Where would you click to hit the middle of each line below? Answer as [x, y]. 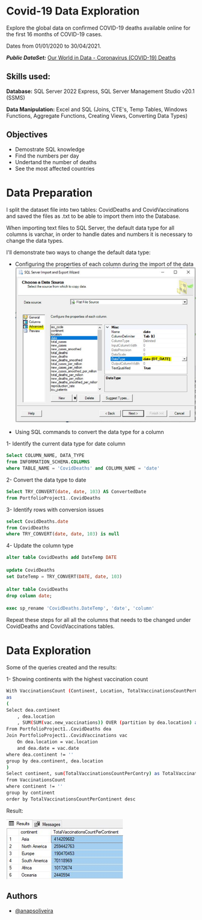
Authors [22, 896]
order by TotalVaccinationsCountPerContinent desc [71, 799]
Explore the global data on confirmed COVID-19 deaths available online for [98, 28]
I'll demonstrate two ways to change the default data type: [78, 252]
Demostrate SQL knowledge [50, 149]
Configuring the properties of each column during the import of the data [104, 264]
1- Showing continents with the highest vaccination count [77, 679]
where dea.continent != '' [40, 755]
